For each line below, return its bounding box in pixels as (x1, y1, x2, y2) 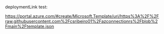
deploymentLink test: (5, 4, 48, 10)
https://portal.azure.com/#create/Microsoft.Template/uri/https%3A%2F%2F (5, 13, 160, 19)
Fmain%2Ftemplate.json (5, 23, 54, 29)
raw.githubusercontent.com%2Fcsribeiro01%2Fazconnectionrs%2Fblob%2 (5, 19, 158, 24)
